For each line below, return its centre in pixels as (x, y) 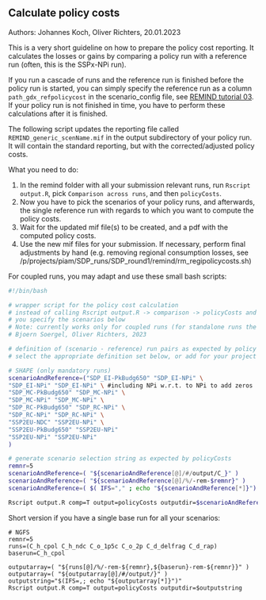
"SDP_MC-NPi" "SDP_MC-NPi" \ (56, 400)
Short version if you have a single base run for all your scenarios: (114, 517)
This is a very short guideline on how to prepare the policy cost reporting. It (131, 48)
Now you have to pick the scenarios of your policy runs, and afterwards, (137, 202)
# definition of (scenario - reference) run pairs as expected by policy (133, 349)
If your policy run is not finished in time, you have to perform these (117, 105)
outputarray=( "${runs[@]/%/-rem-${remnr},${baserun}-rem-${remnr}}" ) (129, 567)
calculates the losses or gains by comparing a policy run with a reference (127, 56)
